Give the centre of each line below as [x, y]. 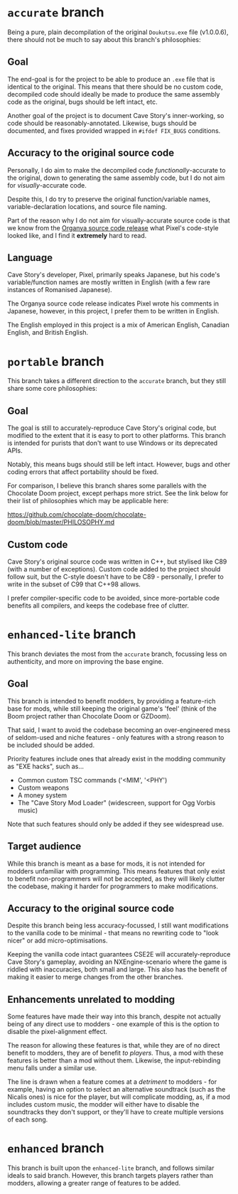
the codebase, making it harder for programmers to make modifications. [113, 886]
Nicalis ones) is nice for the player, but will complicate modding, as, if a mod [119, 1097]
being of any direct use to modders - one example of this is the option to [113, 1024]
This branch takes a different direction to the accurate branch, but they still [117, 381]
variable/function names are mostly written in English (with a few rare [109, 282]
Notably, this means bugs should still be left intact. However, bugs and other [119, 464]
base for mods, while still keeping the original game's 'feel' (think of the [112, 709]
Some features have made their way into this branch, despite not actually [114, 1016]
